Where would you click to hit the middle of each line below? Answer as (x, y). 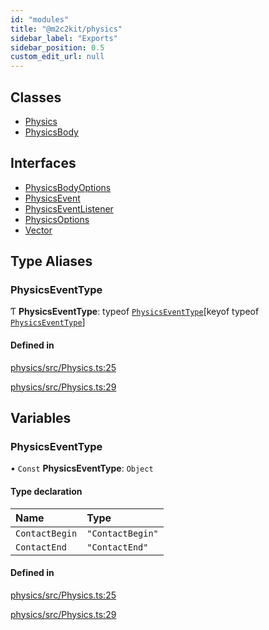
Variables (41, 418)
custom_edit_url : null (57, 57)
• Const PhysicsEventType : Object (82, 468)
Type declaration (46, 491)
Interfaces (43, 163)
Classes (36, 97)
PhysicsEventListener (69, 208)
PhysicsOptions (57, 219)
